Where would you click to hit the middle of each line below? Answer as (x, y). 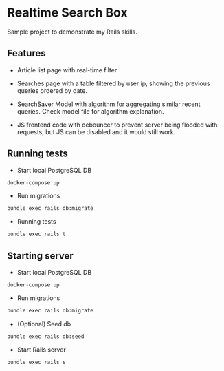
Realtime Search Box (68, 13)
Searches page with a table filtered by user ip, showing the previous (113, 83)
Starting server (40, 256)
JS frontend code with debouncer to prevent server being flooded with (117, 125)
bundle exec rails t (37, 234)
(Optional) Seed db (44, 324)
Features (26, 53)
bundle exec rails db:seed (46, 336)
